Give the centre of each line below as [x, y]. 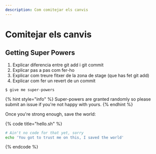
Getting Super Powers [40, 53]
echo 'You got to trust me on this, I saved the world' [64, 138]
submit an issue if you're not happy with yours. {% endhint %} [69, 104]
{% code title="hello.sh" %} [34, 124]
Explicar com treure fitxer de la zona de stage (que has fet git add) [81, 75]
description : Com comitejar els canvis [47, 10]
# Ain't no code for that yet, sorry [44, 133]
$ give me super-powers [30, 90]
